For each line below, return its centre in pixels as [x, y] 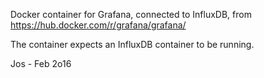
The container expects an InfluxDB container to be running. [132, 44]
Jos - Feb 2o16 [41, 63]
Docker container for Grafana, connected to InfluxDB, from [131, 14]
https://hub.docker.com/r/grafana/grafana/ [98, 25]
